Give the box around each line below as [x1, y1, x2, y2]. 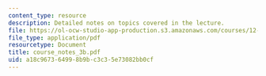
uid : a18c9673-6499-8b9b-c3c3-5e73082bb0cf [8, 56, 154, 64]
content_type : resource [8, 11, 87, 20]
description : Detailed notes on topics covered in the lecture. [8, 19, 225, 27]
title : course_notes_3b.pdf [8, 48, 101, 56]
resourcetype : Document [8, 41, 87, 49]
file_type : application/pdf [8, 33, 101, 42]
